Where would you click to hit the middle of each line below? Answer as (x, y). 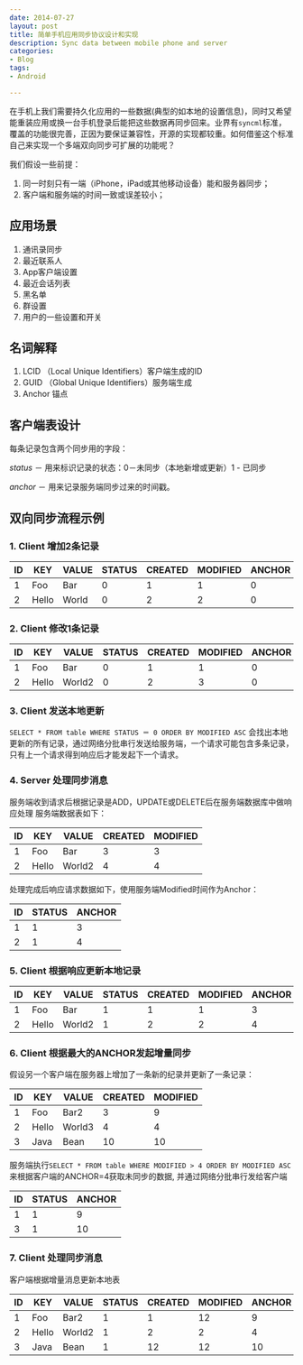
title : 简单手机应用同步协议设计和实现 (74, 34)
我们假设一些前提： (45, 164)
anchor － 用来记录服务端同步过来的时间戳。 (92, 487)
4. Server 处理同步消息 (59, 780)
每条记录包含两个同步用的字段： (69, 448)
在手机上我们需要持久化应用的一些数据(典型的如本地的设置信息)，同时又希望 (151, 111)
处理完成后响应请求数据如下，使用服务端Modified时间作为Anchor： (134, 889)
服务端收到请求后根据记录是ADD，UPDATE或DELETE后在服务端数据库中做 (147, 802)
